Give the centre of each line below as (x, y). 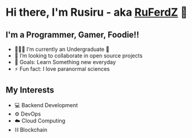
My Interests (30, 90)
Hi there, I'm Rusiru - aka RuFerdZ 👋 (97, 12)
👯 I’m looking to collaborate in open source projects (78, 56)
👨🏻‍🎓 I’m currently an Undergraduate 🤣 (62, 49)
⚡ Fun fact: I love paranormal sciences (62, 69)
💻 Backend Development (46, 105)
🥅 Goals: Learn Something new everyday (65, 62)
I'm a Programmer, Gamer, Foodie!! (72, 35)
